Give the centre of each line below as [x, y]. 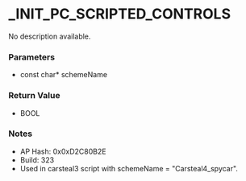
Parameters [31, 57]
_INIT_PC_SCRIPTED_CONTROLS [120, 14]
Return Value [34, 96]
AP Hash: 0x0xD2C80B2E [63, 151]
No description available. [50, 36]
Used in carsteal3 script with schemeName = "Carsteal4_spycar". [129, 168]
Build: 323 [37, 160]
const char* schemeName [63, 75]
